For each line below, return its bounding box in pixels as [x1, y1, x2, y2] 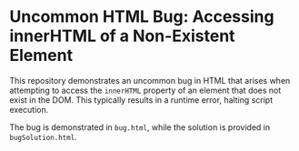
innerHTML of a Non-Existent [9, 25, 235, 46]
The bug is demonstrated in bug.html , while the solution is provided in [9, 121, 271, 133]
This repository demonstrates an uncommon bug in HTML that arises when [9, 75, 291, 86]
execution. [9, 104, 49, 115]
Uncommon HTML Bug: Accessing [9, 6, 274, 27]
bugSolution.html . [9, 131, 77, 142]
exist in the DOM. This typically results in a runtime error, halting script [9, 94, 274, 106]
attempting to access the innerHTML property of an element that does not [9, 85, 282, 96]
